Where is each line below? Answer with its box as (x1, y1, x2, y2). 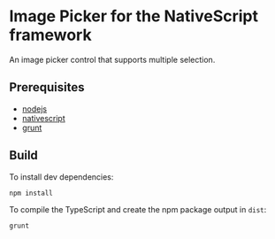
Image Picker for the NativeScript (9, 6, 259, 27)
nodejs (21, 104, 47, 114)
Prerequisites (9, 80, 85, 95)
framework (9, 25, 92, 45)
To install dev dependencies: (9, 171, 114, 182)
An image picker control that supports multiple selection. (9, 54, 216, 65)
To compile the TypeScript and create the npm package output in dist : (9, 204, 267, 214)
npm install (9, 189, 53, 197)
